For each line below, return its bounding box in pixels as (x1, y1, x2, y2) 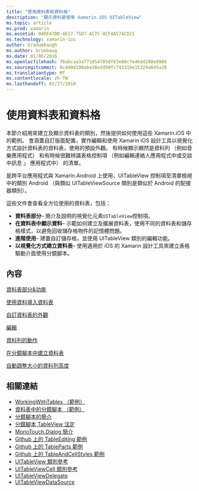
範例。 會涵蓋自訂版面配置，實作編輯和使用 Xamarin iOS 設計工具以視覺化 (11, 137, 193, 144)
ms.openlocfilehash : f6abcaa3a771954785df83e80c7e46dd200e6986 (6, 59, 167, 65)
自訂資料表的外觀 (6, 311, 48, 318)
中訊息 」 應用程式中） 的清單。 (6, 159, 84, 166)
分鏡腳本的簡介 (14, 413, 52, 420)
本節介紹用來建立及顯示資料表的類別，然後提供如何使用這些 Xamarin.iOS (6, 129, 185, 136)
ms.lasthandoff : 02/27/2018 (6, 81, 76, 87)
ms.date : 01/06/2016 (6, 53, 58, 59)
